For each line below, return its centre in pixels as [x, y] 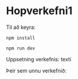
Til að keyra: [21, 27]
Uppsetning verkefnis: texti [39, 59]
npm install [21, 38]
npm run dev [21, 48]
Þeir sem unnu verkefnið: [36, 70]
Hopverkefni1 [39, 11]
